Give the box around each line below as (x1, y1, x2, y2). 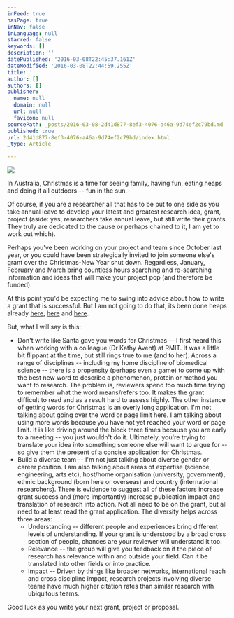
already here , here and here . (7, 309, 89, 317)
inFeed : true (7, 10, 45, 18)
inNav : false (7, 23, 45, 30)
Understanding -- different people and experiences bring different (27, 523, 219, 531)
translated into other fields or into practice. (27, 560, 152, 568)
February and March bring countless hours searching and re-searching (7, 266, 212, 274)
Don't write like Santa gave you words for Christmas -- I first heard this (17, 336, 221, 345)
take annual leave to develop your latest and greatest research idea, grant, (7, 207, 221, 216)
